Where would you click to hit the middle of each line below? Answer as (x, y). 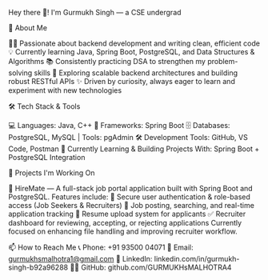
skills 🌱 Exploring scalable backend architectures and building (136, 73)
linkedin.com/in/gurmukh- (197, 259)
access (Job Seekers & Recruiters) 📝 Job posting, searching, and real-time (131, 205)
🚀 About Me (28, 28)
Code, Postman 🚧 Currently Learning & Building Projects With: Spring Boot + (134, 149)
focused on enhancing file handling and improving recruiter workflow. (123, 231)
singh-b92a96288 (38, 267)
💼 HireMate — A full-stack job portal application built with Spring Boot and (131, 188)
